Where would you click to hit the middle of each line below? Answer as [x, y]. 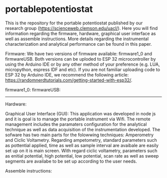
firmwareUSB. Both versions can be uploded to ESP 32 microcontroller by [81, 59]
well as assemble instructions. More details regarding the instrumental [77, 39]
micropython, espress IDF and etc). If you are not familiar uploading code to [83, 69]
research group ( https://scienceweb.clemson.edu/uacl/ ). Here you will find [82, 28]
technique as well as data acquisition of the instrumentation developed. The [83, 129]
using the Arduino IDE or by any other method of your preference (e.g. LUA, [83, 64]
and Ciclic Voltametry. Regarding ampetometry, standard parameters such [81, 140]
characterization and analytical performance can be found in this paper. [79, 44]
